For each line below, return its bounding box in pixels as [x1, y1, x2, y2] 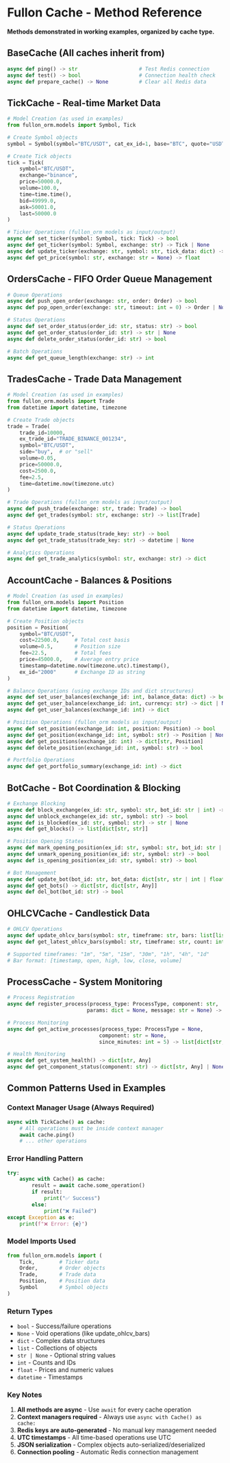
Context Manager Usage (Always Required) [7, 1103, 155, 1112]
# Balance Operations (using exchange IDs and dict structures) [7, 687, 194, 695]
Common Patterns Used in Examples [7, 1082, 166, 1094]
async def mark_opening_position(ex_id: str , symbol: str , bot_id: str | [7, 845, 222, 851]
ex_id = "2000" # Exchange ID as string [19, 668, 146, 675]
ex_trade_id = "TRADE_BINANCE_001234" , [19, 436, 127, 442]
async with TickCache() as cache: [7, 1118, 106, 1125]
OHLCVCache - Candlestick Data [7, 908, 151, 919]
